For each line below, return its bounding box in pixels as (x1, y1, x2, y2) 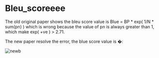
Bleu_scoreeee (5, 3, 66, 14)
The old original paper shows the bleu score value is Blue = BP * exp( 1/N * (5, 19, 154, 24)
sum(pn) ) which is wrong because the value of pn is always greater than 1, (5, 23, 155, 29)
